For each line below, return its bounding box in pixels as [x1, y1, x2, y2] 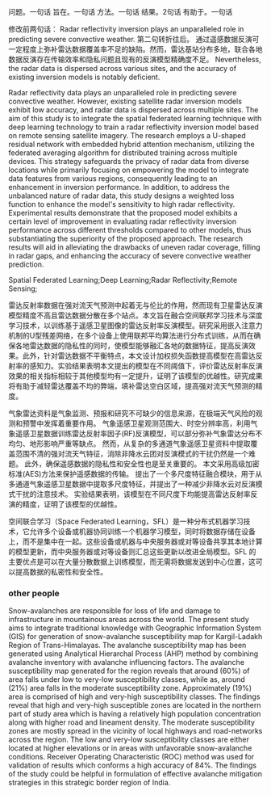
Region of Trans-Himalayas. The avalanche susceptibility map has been [8, 641, 247, 650]
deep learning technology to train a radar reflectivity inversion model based [8, 122, 260, 132]
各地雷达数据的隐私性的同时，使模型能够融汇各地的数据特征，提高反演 [15, 341, 248, 350]
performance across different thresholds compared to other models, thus [8, 225, 252, 234]
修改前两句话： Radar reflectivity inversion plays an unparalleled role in [8, 24, 244, 34]
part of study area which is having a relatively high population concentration [8, 709, 261, 719]
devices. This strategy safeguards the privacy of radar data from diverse [8, 157, 250, 166]
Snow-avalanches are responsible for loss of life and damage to [8, 606, 221, 616]
